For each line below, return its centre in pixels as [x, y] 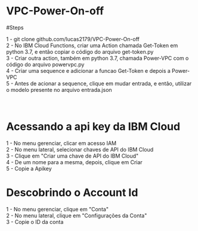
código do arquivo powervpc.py [45, 64]
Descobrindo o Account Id [72, 193]
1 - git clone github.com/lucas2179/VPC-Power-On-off [73, 39]
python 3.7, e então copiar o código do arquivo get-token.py [80, 51]
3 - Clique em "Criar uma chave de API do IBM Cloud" [72, 156]
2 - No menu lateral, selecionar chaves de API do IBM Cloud [80, 149]
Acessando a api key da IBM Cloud [93, 127]
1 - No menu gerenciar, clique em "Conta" [58, 209]
